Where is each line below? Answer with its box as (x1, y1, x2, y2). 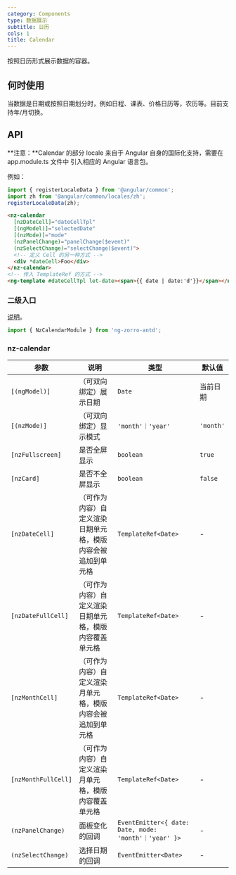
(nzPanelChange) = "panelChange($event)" (13, 238, 131, 245)
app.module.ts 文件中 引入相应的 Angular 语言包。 (7, 157, 152, 165)
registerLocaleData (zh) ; (7, 199, 80, 206)
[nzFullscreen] (11, 451, 62, 459)
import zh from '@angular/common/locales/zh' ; (7, 193, 146, 200)
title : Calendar (7, 37, 55, 44)
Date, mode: (117, 826, 158, 834)
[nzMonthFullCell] (11, 776, 72, 783)
